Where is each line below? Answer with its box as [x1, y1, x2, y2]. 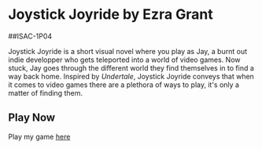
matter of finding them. [8, 88, 83, 97]
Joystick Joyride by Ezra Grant [8, 5, 214, 24]
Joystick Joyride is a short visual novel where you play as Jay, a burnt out [8, 46, 248, 56]
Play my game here [8, 132, 71, 141]
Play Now [8, 111, 56, 125]
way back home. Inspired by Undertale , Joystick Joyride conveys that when [8, 71, 254, 81]
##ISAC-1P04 [8, 31, 53, 41]
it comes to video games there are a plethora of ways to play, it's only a [8, 80, 240, 89]
